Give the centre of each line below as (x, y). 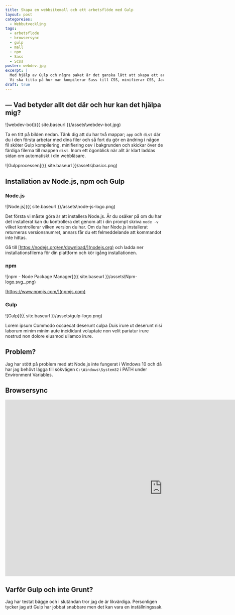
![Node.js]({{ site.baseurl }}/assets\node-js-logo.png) (60, 207)
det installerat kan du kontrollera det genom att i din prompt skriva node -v (82, 222)
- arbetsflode (24, 33)
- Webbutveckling (28, 24)
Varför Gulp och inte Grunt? (49, 590)
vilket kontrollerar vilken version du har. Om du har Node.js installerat (77, 227)
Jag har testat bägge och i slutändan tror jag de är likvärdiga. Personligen (81, 602)
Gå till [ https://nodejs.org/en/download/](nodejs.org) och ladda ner (75, 248)
